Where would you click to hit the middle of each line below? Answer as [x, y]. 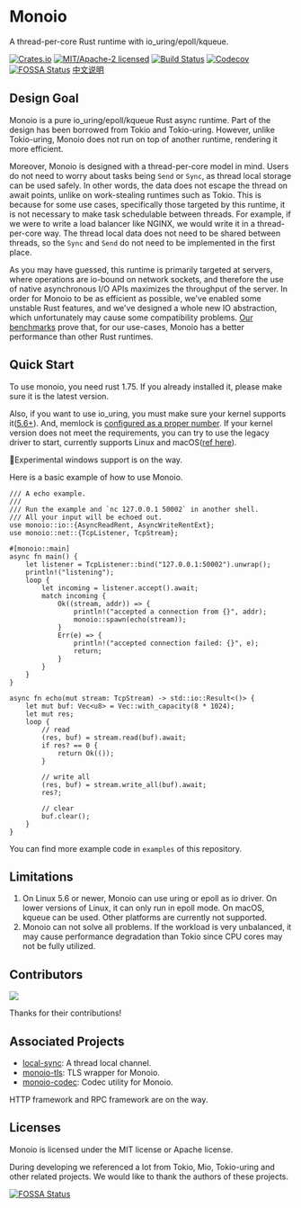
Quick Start [42, 365]
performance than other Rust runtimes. [81, 336]
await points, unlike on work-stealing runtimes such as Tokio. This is [136, 194]
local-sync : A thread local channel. [87, 1063]
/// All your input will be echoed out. [86, 517]
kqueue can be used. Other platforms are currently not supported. [145, 917]
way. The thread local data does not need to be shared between [162, 233]
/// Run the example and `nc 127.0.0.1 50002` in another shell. [134, 509]
